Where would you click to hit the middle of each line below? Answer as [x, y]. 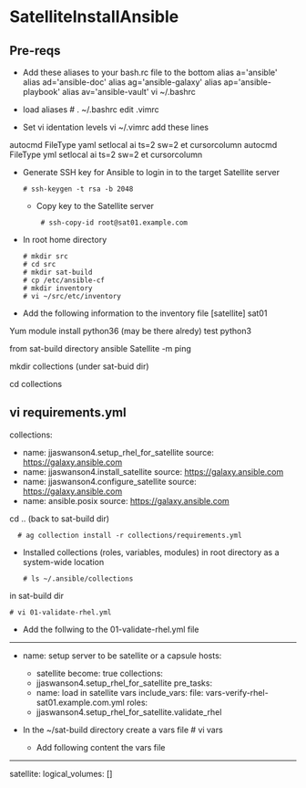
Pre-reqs [35, 51]
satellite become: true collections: [100, 673]
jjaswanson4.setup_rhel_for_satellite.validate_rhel [129, 712]
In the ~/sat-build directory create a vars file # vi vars [122, 730]
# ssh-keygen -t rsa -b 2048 [78, 189]
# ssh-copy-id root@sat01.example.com [114, 223]
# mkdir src [45, 257]
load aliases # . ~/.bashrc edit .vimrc [91, 110]
